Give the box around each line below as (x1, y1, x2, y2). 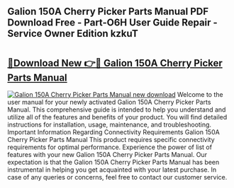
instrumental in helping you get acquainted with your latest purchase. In (7, 165, 217, 174)
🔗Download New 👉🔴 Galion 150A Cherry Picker (7, 57, 223, 69)
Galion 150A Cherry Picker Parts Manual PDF (7, 6, 209, 18)
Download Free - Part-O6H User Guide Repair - (7, 17, 218, 29)
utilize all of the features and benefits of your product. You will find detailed (7, 113, 228, 121)
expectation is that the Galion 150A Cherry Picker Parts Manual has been (7, 158, 220, 166)
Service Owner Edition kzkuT (7, 28, 138, 40)
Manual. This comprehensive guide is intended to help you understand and (7, 105, 226, 114)
